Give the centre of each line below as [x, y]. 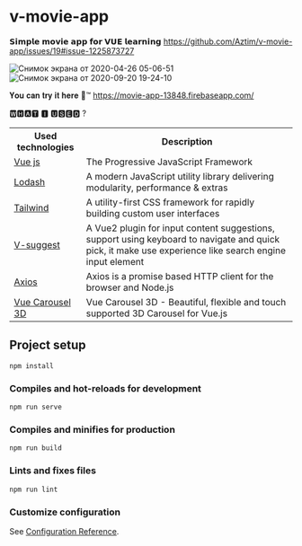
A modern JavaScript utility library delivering [180, 176]
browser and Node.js [130, 287]
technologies [45, 147]
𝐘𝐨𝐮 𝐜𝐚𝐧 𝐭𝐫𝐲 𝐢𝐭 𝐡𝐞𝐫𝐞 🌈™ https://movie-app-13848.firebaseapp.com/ [132, 95]
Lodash [30, 181]
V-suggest [37, 244]
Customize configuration [65, 512]
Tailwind [31, 207]
